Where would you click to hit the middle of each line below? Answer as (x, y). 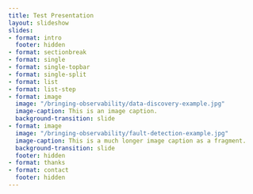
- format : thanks (37, 163)
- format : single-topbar (49, 67)
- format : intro (35, 38)
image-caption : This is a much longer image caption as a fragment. (131, 141)
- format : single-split (48, 74)
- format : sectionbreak (48, 52)
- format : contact (38, 170)
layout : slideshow (38, 23)
